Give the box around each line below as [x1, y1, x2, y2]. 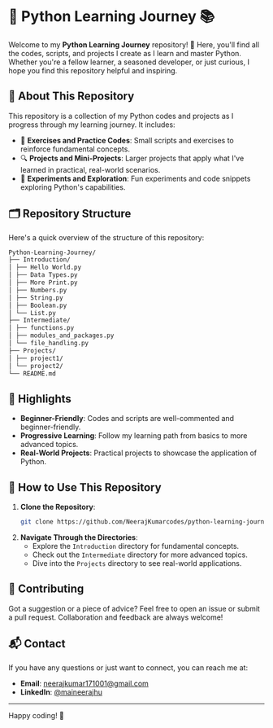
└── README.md [8, 369, 57, 378]
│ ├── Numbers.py [8, 286, 67, 294]
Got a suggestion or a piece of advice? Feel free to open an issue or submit [8, 603, 260, 613]
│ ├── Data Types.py [8, 271, 79, 279]
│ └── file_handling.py [8, 340, 89, 348]
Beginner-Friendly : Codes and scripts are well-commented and [19, 414, 234, 423]
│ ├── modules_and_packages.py [8, 331, 115, 340]
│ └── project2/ [8, 362, 63, 370]
